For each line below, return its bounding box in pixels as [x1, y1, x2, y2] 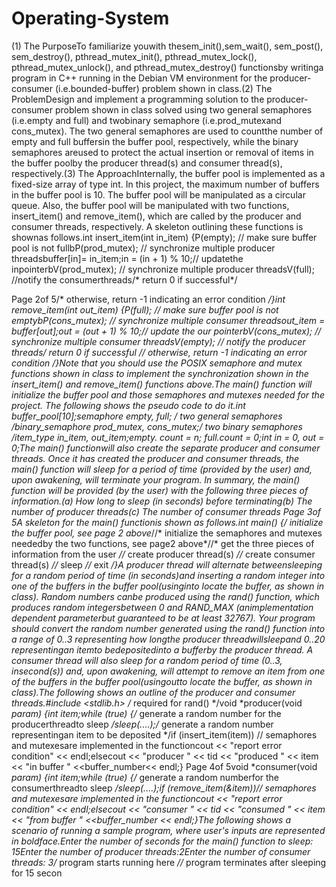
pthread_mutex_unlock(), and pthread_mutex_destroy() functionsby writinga [11, 61, 324, 73]
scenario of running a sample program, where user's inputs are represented [11, 824, 326, 836]
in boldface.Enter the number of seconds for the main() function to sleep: [11, 835, 314, 847]
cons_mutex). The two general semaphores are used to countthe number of [11, 125, 324, 137]
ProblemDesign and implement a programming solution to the [11, 93, 265, 105]
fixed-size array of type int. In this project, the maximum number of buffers [11, 178, 320, 190]
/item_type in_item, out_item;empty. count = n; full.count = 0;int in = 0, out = [11, 431, 325, 443]
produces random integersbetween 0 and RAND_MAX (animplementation [11, 601, 314, 613]
